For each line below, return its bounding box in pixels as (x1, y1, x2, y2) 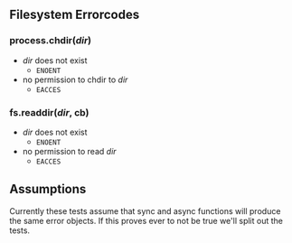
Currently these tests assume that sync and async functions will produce (9, 205, 281, 216)
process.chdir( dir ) (9, 34, 92, 47)
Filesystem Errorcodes (9, 7, 140, 23)
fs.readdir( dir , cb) (9, 106, 89, 118)
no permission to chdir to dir (22, 74, 128, 85)
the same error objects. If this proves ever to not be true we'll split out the (9, 215, 283, 226)
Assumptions (9, 182, 87, 197)
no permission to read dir (22, 145, 117, 156)
